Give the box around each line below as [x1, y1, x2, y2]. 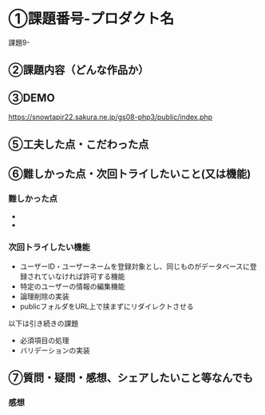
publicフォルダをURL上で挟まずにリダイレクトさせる [19, 301, 194, 311]
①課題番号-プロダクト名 [8, 10, 175, 28]
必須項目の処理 [19, 335, 69, 345]
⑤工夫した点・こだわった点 [8, 138, 149, 151]
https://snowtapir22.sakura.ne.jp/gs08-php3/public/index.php [8, 112, 213, 122]
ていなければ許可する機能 [41, 271, 125, 281]
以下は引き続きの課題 [8, 318, 78, 328]
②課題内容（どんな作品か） [8, 63, 149, 77]
